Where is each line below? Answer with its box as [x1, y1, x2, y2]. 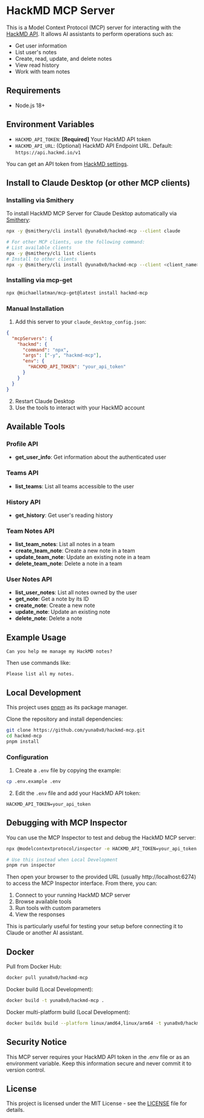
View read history [15, 61, 59, 69]
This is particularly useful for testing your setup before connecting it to [6, 923, 183, 930]
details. [6, 1106, 25, 1114]
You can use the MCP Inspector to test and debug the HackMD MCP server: [6, 834, 196, 841]
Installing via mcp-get [6, 276, 73, 285]
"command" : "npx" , [22, 347, 69, 353]
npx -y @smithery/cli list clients [6, 250, 97, 256]
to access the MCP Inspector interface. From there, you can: [6, 880, 158, 887]
